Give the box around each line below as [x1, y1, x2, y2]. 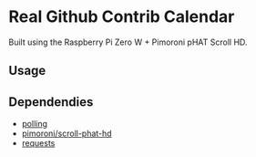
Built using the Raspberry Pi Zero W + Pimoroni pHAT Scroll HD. [8, 37, 248, 47]
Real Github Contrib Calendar [8, 6, 235, 27]
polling [21, 119, 47, 130]
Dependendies [8, 94, 94, 110]
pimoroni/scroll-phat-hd [21, 128, 112, 139]
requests [21, 138, 56, 149]
